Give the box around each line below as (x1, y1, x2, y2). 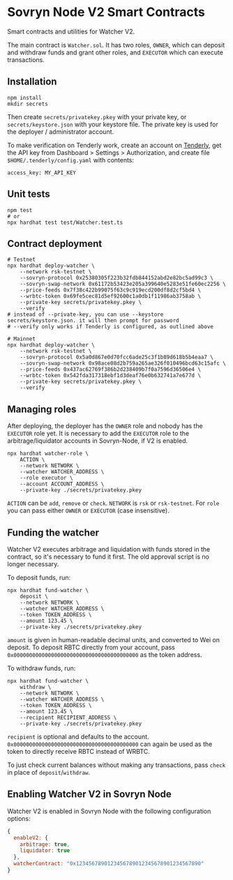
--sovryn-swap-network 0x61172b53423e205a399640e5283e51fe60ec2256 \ (20, 280, 227, 288)
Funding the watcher (7, 526, 100, 538)
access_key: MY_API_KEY (7, 169, 77, 176)
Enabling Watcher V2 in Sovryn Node (7, 789, 172, 801)
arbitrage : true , (20, 841, 70, 848)
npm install (7, 94, 42, 101)
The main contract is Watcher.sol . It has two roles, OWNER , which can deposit (7, 40, 225, 49)
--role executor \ (20, 475, 73, 482)
